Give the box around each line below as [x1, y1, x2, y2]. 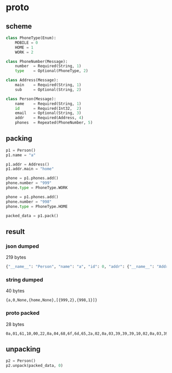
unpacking [6, 344, 41, 354]
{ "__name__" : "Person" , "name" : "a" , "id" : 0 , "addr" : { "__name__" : [6, 264, 155, 269]
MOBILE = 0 [15, 40, 38, 45]
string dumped [6, 276, 43, 283]
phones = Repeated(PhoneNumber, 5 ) [15, 120, 93, 125]
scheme [6, 22, 32, 31]
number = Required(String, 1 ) [15, 63, 82, 69]
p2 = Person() [6, 358, 36, 364]
